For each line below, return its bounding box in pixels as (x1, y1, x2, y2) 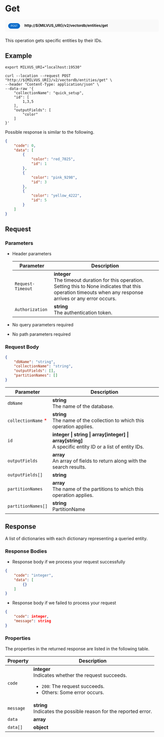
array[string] (52, 437, 83, 444)
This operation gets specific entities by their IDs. (5, 38, 102, 44)
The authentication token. (53, 309, 113, 316)
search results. (52, 464, 86, 470)
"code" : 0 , (14, 143, 36, 148)
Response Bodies (5, 547, 47, 554)
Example (5, 52, 32, 60)
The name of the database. (52, 403, 114, 410)
